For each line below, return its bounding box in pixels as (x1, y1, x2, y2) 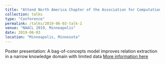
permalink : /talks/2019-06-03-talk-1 (5, 21, 82, 26)
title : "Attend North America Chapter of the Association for (5, 7, 135, 12)
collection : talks (5, 12, 43, 17)
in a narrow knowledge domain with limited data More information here (5, 53, 148, 59)
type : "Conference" (5, 16, 45, 21)
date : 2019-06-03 (5, 30, 41, 35)
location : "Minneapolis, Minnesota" (5, 35, 80, 40)
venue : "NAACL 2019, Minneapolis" (5, 26, 76, 31)
